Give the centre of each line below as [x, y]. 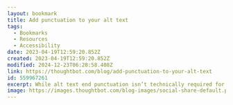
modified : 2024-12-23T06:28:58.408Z [60, 65]
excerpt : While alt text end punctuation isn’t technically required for [116, 84]
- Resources [31, 39]
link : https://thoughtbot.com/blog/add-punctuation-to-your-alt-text [110, 71]
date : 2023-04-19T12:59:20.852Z [54, 52]
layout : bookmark [32, 13]
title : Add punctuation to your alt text [68, 20]
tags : [15, 26]
